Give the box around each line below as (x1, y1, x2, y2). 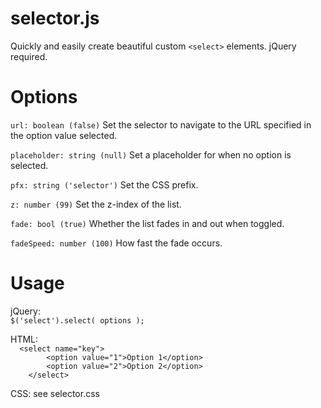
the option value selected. (10, 129, 118, 141)
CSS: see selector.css (10, 387, 100, 399)
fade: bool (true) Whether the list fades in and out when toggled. (10, 217, 285, 229)
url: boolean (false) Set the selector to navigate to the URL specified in (10, 118, 312, 131)
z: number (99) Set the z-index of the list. (10, 198, 182, 210)
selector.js (10, 7, 100, 30)
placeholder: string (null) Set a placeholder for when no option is (10, 148, 292, 161)
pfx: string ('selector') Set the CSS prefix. (10, 178, 199, 191)
